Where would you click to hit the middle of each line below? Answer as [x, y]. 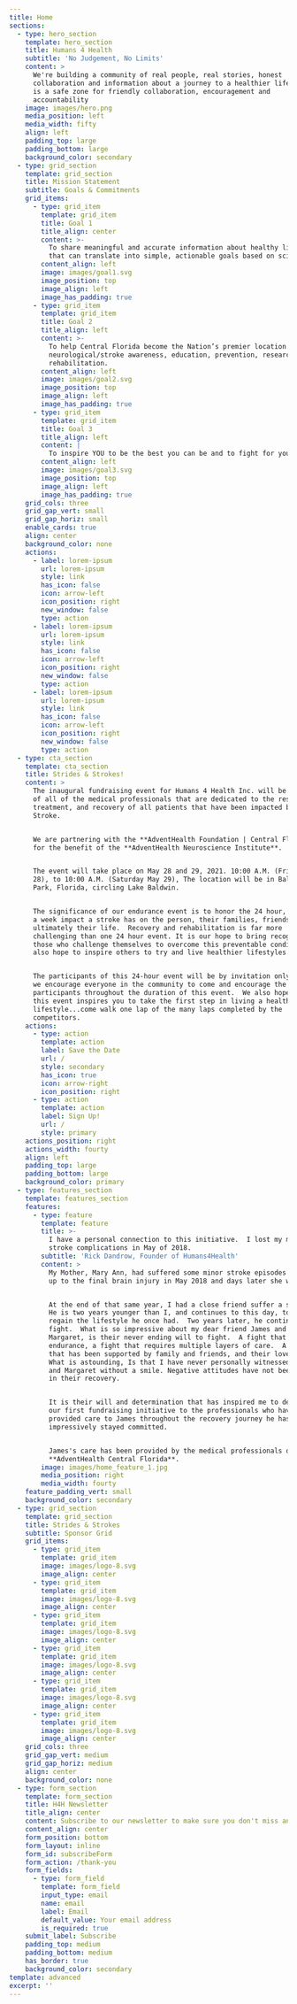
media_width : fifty [61, 125]
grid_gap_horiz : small [67, 520]
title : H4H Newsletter [67, 1805]
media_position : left [65, 116]
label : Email [65, 1912]
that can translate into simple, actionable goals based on [161, 256]
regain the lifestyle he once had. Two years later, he [156, 1321]
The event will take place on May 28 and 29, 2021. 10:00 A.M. [152, 871]
